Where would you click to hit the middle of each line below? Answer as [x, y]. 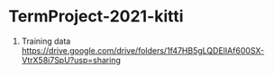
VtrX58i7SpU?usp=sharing [71, 60]
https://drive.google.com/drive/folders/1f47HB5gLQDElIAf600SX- [143, 50]
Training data [46, 41]
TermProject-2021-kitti [96, 16]
